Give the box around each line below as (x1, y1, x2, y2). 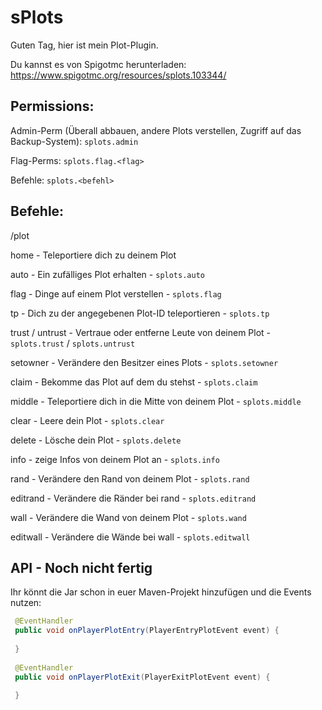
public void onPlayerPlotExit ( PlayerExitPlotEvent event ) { (14, 672, 271, 682)
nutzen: (10, 597, 42, 609)
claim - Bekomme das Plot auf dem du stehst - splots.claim (10, 376, 258, 388)
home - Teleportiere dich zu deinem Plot (10, 249, 177, 261)
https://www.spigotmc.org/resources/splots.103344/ (10, 69, 227, 81)
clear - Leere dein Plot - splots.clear (10, 414, 165, 426)
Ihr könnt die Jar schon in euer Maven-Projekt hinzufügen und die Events (10, 586, 312, 598)
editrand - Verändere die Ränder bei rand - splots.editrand (10, 492, 257, 504)
